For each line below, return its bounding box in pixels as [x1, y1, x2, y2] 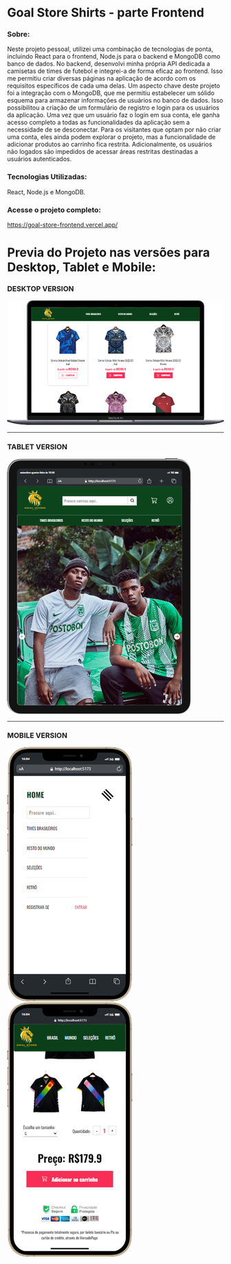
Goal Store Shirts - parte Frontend [7, 5, 205, 21]
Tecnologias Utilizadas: [7, 172, 87, 182]
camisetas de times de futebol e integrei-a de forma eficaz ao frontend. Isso [7, 67, 223, 75]
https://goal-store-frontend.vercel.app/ [7, 221, 118, 229]
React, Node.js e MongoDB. [7, 187, 86, 196]
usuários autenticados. [7, 155, 72, 163]
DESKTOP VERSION [7, 284, 74, 294]
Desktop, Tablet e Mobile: [7, 260, 156, 275]
